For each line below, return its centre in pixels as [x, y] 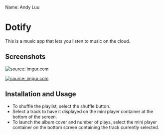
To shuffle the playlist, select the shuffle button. [61, 106]
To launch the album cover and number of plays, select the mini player [84, 122]
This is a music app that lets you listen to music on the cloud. [68, 41]
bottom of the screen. [35, 117]
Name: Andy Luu [22, 7]
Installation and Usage [41, 94]
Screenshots [25, 57]
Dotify [18, 27]
